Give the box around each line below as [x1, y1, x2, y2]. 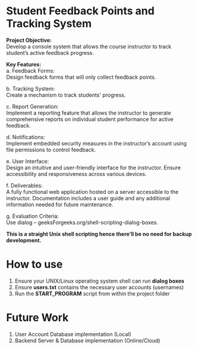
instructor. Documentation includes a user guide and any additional [6, 194, 171, 202]
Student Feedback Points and [6, 4, 155, 18]
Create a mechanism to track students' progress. [6, 91, 126, 98]
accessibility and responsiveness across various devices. [6, 170, 147, 177]
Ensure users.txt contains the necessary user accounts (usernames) [14, 283, 184, 290]
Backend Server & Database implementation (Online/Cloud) [14, 337, 161, 344]
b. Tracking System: [6, 85, 55, 92]
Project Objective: [6, 36, 52, 44]
